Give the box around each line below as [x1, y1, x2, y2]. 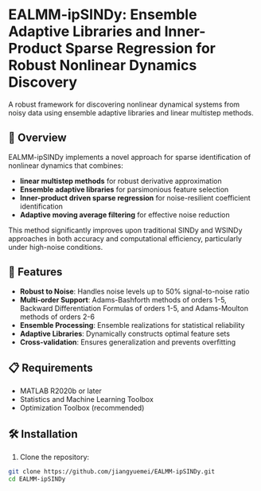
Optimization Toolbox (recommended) [19, 403, 145, 413]
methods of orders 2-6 [19, 312, 95, 321]
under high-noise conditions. [8, 242, 103, 251]
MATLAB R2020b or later [19, 386, 102, 396]
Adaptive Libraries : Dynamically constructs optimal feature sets [19, 329, 231, 338]
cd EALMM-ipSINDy [8, 475, 66, 483]
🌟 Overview [8, 131, 67, 145]
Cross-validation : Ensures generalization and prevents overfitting [19, 337, 236, 347]
